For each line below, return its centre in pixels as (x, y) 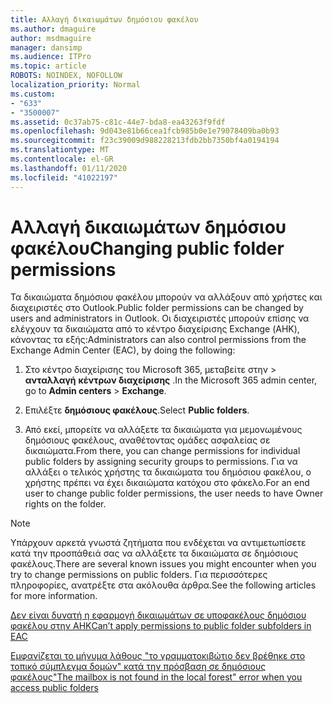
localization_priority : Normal (75, 85)
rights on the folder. (65, 504)
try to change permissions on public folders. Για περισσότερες (139, 575)
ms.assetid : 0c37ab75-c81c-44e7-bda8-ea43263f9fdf (118, 122)
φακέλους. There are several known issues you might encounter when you (163, 564)
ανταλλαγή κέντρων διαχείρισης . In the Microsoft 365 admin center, (171, 380)
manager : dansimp (46, 47)
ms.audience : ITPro (51, 57)
